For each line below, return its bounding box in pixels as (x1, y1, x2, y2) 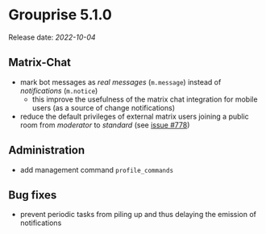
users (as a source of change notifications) (31, 102, 176, 112)
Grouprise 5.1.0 (8, 6, 113, 24)
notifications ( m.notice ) (19, 86, 98, 95)
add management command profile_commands (19, 165, 174, 174)
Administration (8, 144, 85, 157)
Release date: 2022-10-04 (8, 32, 96, 42)
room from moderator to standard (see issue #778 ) (19, 119, 190, 130)
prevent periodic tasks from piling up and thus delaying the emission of (19, 210, 256, 219)
